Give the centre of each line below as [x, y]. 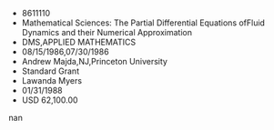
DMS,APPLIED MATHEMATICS [79, 42]
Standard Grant [50, 71]
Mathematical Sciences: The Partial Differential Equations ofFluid [143, 23]
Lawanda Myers [52, 80]
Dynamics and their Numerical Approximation [107, 32]
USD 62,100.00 [50, 100]
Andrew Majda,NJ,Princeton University [94, 61]
